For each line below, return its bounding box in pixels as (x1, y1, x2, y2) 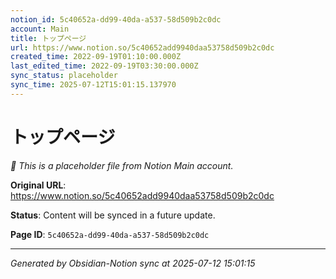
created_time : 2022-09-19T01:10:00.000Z (10, 52, 182, 62)
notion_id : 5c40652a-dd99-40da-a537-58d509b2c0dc (10, 14, 222, 25)
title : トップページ (10, 33, 87, 43)
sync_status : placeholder (10, 71, 118, 81)
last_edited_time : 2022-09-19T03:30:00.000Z (10, 61, 199, 71)
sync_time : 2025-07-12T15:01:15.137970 (10, 80, 177, 90)
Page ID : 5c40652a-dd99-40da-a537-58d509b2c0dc (10, 228, 210, 240)
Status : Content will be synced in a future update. (10, 209, 216, 221)
